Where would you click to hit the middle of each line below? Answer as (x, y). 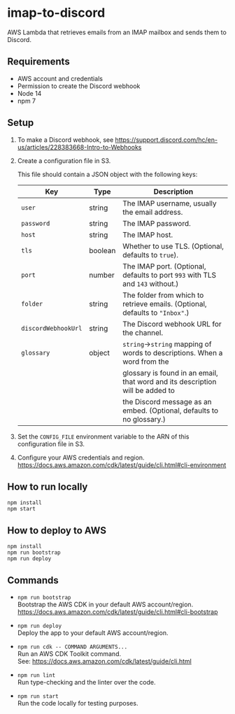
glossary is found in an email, (170, 373)
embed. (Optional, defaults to (170, 410)
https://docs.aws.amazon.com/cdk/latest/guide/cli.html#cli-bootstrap (117, 612)
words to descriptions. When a (172, 352)
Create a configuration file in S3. (64, 160)
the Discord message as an (167, 401)
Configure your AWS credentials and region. (81, 457)
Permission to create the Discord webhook (79, 86)
